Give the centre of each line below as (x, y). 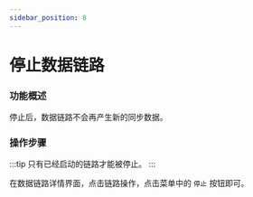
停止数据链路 (57, 65)
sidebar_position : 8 (48, 18)
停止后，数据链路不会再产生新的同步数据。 (89, 117)
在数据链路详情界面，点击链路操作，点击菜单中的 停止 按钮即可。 (129, 183)
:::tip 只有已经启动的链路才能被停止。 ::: (83, 164)
